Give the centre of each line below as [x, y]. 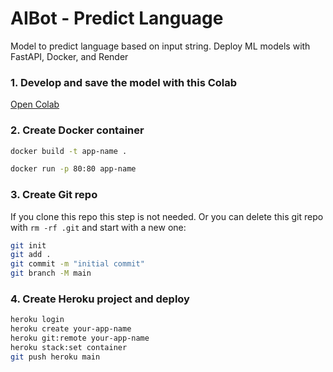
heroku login [37, 320]
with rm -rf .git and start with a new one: [98, 227]
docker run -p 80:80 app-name [73, 169]
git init [28, 245]
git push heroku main [55, 357]
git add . [31, 255]
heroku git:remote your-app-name [80, 338]
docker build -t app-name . [69, 151]
